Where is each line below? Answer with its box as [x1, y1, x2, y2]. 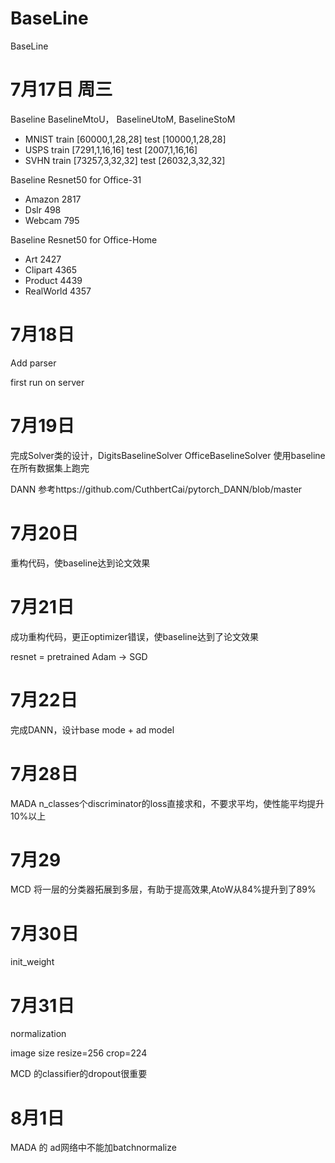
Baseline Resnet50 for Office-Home [10, 233, 158, 246]
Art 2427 [24, 253, 62, 265]
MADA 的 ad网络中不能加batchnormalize [10, 1142, 177, 1154]
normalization [10, 1028, 67, 1040]
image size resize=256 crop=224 [10, 1047, 148, 1059]
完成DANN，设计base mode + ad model [10, 723, 175, 736]
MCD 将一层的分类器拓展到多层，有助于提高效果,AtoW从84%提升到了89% [10, 883, 317, 896]
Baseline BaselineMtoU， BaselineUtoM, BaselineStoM [10, 113, 236, 125]
